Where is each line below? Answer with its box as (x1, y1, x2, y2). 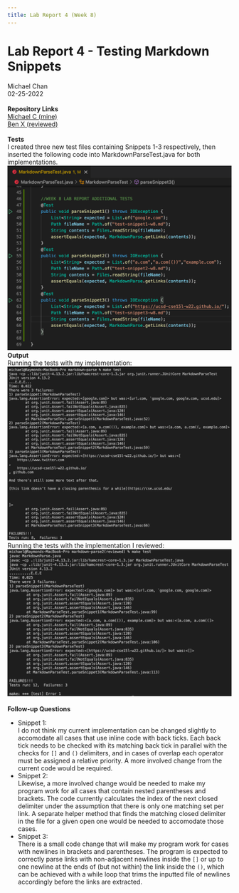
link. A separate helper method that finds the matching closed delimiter (17, 810, 226, 818)
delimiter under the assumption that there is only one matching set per (17, 802, 224, 810)
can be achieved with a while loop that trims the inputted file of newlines (17, 870, 230, 879)
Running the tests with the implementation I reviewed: (7, 542, 165, 550)
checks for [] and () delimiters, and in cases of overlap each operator (17, 749, 224, 758)
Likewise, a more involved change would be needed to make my (17, 779, 206, 788)
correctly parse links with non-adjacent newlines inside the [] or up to (17, 855, 224, 864)
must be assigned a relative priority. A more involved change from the (17, 756, 223, 765)
